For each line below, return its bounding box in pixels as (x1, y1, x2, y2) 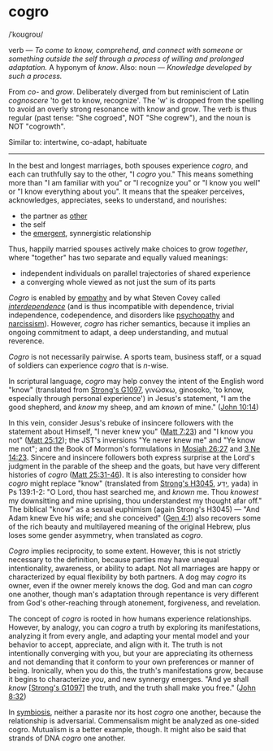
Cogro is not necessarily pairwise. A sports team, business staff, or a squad (8, 351, 262, 361)
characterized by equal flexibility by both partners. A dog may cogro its (8, 572, 247, 582)
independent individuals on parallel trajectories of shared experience (19, 268, 251, 278)
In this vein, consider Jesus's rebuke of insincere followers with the (8, 417, 234, 427)
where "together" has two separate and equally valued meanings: (8, 252, 229, 262)
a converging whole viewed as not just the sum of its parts (19, 277, 216, 286)
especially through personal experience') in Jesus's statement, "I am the (8, 393, 251, 403)
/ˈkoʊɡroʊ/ (8, 29, 44, 39)
